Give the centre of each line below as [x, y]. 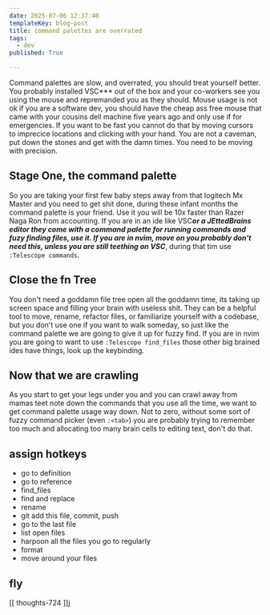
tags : [18, 38]
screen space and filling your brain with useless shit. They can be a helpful [133, 307]
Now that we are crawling [74, 376]
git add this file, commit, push [70, 516]
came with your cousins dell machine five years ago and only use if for [126, 117]
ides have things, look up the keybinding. [77, 350]
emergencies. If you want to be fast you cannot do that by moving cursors [131, 125]
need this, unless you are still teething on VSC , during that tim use [120, 246]
